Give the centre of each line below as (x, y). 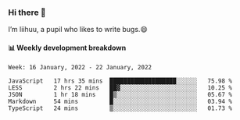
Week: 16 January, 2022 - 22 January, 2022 (80, 67)
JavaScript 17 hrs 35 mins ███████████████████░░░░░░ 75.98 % (120, 81)
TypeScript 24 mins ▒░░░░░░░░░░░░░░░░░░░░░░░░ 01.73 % (120, 108)
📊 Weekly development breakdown (67, 48)
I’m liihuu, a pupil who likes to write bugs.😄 (78, 30)
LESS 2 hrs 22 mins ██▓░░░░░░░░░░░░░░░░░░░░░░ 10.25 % (120, 88)
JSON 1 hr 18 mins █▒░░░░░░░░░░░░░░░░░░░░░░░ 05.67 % (120, 94)
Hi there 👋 (27, 12)
